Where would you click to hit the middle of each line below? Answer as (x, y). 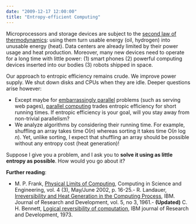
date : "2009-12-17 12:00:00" (42, 11)
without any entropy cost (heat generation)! (67, 143)
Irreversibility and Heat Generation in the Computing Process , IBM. (95, 196)
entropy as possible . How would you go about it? (66, 161)
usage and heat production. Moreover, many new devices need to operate (95, 52)
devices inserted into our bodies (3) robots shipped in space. (80, 64)
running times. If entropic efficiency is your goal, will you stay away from (102, 112)
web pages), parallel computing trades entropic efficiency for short (95, 106)
